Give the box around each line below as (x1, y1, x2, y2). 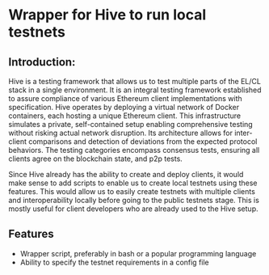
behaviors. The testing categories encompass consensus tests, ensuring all (8, 146, 260, 154)
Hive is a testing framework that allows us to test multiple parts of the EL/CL (8, 77, 261, 86)
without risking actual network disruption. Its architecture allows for (8, 128, 233, 137)
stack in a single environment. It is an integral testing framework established (8, 85, 262, 95)
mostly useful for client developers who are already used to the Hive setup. (8, 204, 258, 214)
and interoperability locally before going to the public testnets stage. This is (8, 196, 260, 205)
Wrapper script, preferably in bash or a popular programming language (19, 248, 257, 258)
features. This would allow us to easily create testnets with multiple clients (8, 187, 256, 196)
